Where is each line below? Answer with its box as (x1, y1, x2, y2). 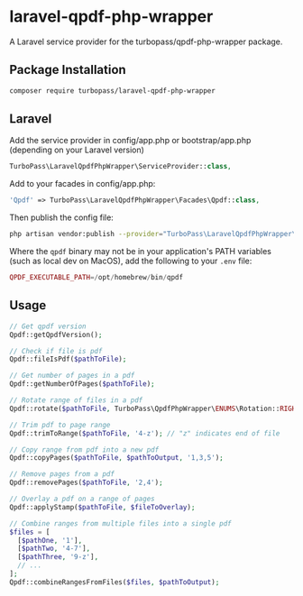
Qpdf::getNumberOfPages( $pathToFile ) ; (9, 380, 155, 389)
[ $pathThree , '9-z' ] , (17, 553, 99, 562)
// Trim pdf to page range (9, 420, 111, 429)
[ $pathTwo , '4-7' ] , (17, 544, 91, 554)
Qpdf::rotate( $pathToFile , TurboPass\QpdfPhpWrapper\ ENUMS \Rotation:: (9, 404, 280, 413)
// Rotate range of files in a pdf (9, 396, 143, 405)
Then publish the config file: (9, 212, 115, 223)
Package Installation (9, 62, 126, 78)
